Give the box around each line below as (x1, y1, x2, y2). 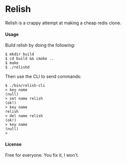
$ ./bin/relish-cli (5, 83, 45, 88)
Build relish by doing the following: (5, 42, 76, 48)
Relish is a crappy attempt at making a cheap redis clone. (5, 20, 122, 26)
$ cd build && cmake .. (5, 56, 54, 61)
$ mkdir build (5, 52, 35, 57)
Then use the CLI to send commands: (5, 73, 82, 80)
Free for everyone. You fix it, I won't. (5, 152, 79, 158)
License (5, 141, 22, 147)
